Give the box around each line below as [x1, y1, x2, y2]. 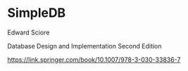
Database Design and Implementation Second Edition [7, 41, 162, 50]
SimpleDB [7, 5, 66, 21]
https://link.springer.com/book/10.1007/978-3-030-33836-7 [7, 55, 181, 64]
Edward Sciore [7, 28, 50, 37]
